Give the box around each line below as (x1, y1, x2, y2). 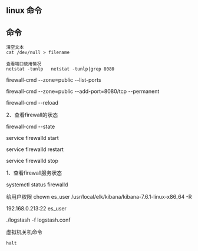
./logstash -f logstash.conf (6, 216, 71, 223)
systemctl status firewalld (6, 181, 68, 188)
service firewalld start (6, 135, 59, 142)
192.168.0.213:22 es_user (6, 205, 67, 212)
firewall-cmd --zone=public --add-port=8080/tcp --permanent (6, 88, 160, 95)
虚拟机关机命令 (6, 229, 42, 236)
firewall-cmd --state (6, 123, 55, 130)
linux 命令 (6, 5, 42, 16)
